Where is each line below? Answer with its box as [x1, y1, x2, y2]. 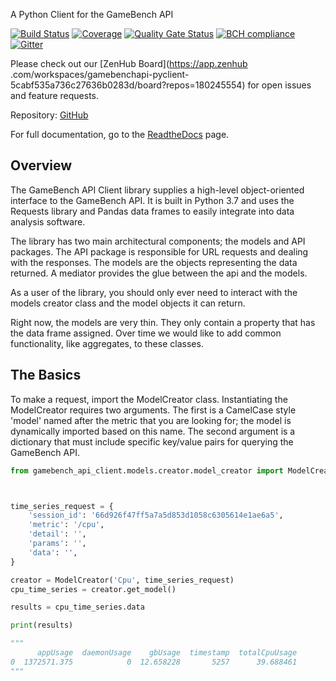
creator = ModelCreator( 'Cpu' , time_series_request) [10, 575, 235, 585]
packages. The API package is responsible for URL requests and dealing [10, 245, 309, 258]
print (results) [10, 620, 74, 631]
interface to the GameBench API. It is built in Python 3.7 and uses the [10, 194, 295, 206]
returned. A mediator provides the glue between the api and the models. [10, 267, 308, 279]
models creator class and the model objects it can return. [10, 297, 246, 309]
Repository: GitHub [10, 109, 89, 121]
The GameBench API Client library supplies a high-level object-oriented [10, 184, 305, 196]
